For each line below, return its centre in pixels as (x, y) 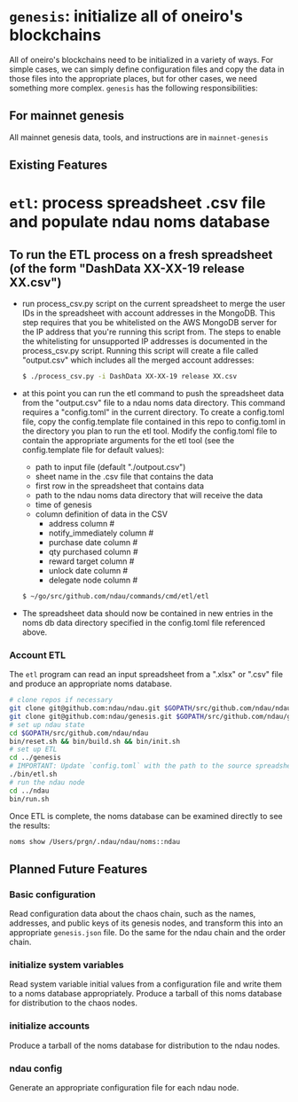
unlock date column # (88, 571)
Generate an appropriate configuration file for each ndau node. (124, 1088)
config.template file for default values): (93, 450)
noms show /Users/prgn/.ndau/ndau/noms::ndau (94, 841)
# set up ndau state (47, 724)
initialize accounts (50, 1026)
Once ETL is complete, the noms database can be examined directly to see (146, 816)
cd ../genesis (35, 758)
